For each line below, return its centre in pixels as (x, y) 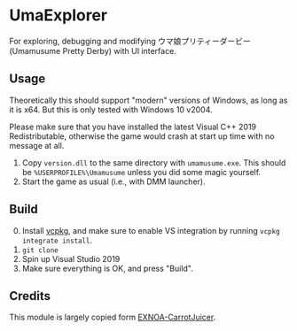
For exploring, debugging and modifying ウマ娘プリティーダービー (130, 41)
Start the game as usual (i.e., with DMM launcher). (113, 181)
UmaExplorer (59, 15)
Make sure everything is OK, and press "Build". (107, 268)
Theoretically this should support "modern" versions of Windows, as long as (148, 100)
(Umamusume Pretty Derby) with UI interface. (93, 50)
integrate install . (57, 240)
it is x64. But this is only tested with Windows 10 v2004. (111, 109)
